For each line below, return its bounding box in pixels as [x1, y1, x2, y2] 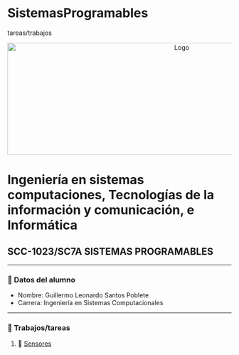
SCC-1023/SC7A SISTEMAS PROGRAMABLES [7, 245, 213, 258]
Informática [7, 217, 78, 233]
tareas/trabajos [7, 28, 52, 37]
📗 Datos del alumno [7, 275, 76, 285]
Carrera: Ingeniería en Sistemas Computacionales [17, 299, 164, 307]
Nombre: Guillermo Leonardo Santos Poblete [17, 291, 149, 300]
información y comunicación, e [7, 202, 195, 218]
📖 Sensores [17, 339, 52, 348]
